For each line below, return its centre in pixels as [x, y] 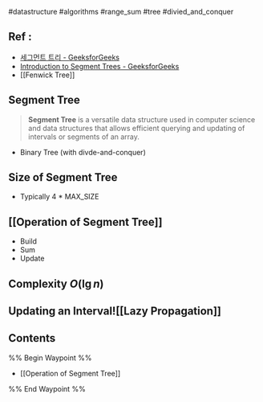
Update [32, 258]
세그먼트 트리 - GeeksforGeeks [70, 57]
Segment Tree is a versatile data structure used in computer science [142, 119]
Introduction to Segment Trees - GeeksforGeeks [99, 66]
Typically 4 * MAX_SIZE [59, 197]
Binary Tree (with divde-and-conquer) [83, 152]
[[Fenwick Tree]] [47, 75]
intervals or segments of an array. [84, 137]
